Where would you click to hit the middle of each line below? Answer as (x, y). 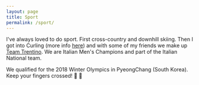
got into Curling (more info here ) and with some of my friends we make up (97, 45)
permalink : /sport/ (30, 22)
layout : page (22, 12)
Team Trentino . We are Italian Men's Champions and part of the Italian (92, 52)
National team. (24, 58)
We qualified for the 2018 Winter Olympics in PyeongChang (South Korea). (97, 70)
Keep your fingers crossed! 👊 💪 (44, 76)
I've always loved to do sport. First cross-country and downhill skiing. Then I (99, 40)
